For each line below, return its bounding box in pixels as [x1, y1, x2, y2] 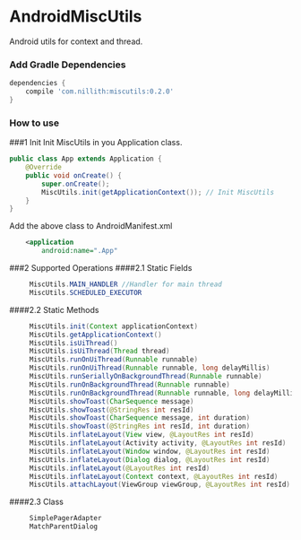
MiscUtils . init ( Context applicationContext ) [29, 321, 199, 331]
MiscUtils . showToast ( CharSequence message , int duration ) [29, 414, 251, 422]
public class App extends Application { [9, 154, 163, 163]
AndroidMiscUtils [9, 6, 142, 27]
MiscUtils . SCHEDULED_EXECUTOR [29, 288, 142, 297]
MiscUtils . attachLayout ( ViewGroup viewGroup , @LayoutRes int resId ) [29, 480, 291, 490]
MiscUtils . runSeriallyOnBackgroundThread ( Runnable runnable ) [29, 372, 262, 381]
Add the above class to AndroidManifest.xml [9, 221, 173, 231]
